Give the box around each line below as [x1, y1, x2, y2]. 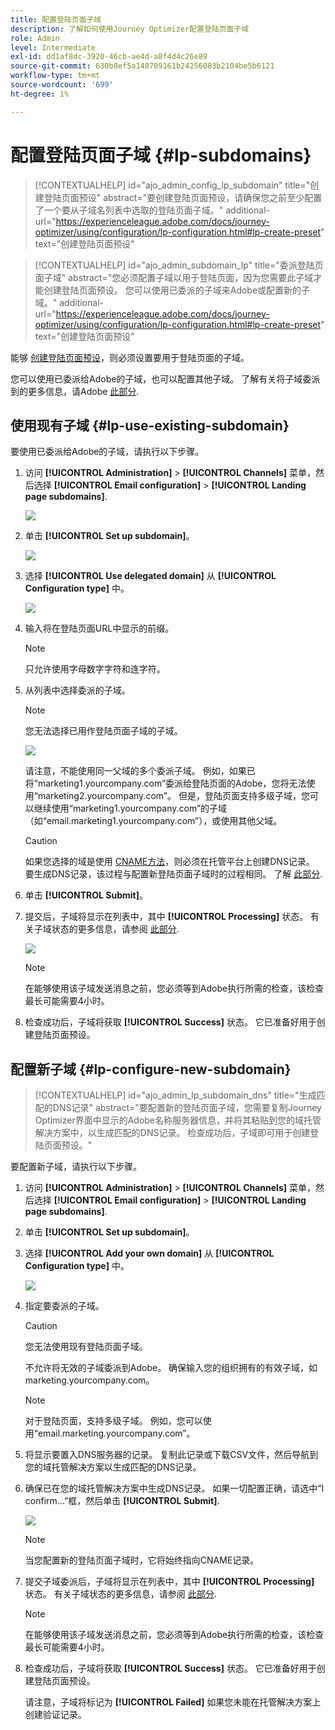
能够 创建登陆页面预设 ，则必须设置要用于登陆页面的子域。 [10, 351, 250, 363]
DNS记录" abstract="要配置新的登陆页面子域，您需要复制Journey [52, 1102, 322, 1114]
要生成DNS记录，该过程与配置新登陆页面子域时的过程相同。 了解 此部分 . [24, 868, 323, 880]
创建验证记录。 [24, 1709, 87, 1721]
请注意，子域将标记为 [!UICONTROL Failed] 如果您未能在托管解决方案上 [24, 1696, 322, 1708]
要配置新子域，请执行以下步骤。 [10, 1161, 142, 1173]
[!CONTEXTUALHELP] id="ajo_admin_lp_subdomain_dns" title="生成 [34, 1089, 317, 1101]
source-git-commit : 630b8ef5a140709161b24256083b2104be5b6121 [10, 61, 275, 71]
